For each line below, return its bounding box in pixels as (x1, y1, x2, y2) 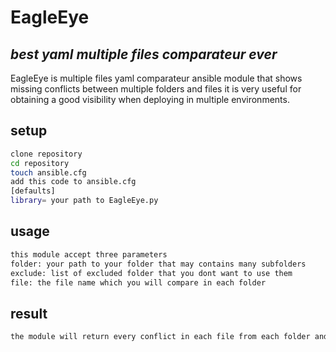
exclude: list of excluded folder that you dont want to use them (10, 268, 293, 278)
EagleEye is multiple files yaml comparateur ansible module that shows (10, 72, 303, 84)
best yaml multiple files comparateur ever (10, 46, 278, 63)
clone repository (10, 149, 83, 159)
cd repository (10, 158, 70, 168)
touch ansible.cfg (10, 167, 87, 178)
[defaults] (10, 186, 56, 196)
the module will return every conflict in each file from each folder (10, 332, 311, 342)
